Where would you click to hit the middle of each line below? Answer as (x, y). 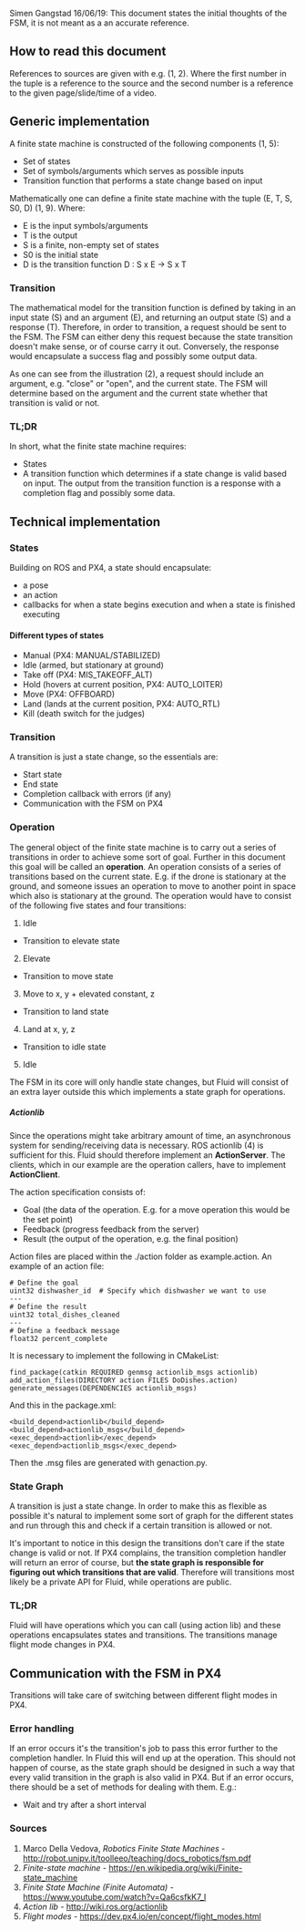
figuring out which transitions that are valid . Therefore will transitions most (152, 1572)
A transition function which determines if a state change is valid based (154, 474)
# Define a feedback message (65, 1330)
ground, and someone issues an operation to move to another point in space (152, 886)
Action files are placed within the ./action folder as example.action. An (141, 1256)
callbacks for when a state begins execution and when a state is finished (159, 604)
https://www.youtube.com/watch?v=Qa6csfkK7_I (114, 1896)
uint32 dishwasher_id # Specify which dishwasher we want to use (138, 1291)
